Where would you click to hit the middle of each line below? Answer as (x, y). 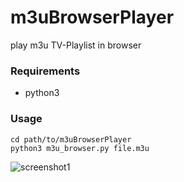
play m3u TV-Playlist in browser (76, 45)
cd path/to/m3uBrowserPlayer (71, 139)
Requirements (45, 71)
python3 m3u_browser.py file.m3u (80, 148)
